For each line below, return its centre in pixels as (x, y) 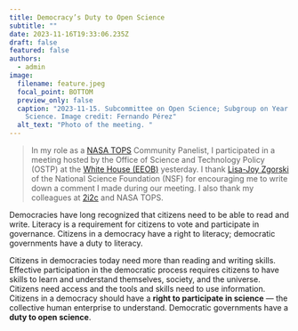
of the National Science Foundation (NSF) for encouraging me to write (159, 178)
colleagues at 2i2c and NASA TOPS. (97, 198)
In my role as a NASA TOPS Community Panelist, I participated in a (153, 150)
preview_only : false (55, 100)
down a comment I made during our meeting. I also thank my (142, 188)
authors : (25, 59)
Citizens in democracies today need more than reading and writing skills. (142, 260)
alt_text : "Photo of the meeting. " (85, 125)
